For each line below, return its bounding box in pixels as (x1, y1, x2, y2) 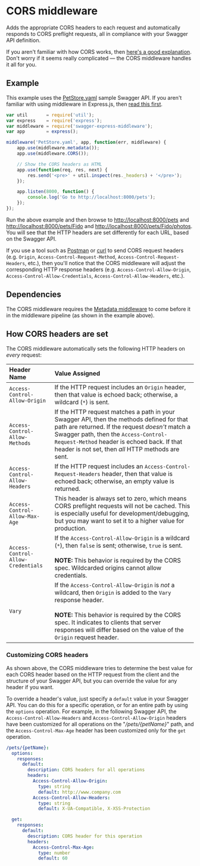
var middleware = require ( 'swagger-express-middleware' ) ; (6, 123, 153, 129)
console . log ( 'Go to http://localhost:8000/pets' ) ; (27, 194, 156, 201)
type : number (37, 850, 70, 856)
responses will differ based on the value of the (54, 625, 185, 634)
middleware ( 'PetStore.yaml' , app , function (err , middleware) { (6, 139, 167, 146)
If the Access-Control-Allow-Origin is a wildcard (54, 533, 190, 542)
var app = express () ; (6, 128, 79, 135)
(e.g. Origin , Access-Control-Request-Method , (6, 253, 117, 260)
